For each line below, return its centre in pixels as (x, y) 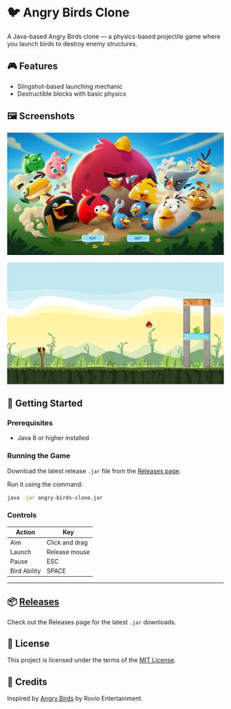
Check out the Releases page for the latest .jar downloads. (92, 622)
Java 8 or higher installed (53, 438)
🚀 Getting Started (45, 403)
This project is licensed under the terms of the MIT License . (92, 660)
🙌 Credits (27, 682)
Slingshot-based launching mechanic (70, 86)
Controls (22, 515)
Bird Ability (25, 571)
